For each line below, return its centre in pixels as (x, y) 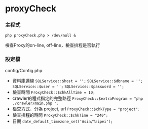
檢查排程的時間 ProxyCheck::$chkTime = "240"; (60, 115)
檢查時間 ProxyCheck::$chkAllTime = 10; (54, 92)
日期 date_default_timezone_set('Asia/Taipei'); (63, 121)
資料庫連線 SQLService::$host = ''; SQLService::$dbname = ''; (77, 81)
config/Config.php (24, 70)
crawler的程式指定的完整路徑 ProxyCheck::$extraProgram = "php (77, 98)
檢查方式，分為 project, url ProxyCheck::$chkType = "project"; (76, 109)
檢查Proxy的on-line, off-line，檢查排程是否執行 (53, 45)
